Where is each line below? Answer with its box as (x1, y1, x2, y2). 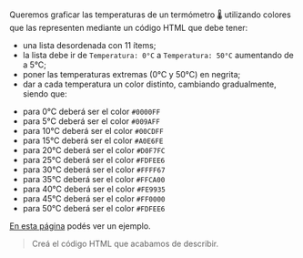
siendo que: (22, 88, 67, 99)
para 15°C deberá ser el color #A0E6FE (22, 135, 164, 146)
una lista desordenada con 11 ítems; (22, 40, 157, 50)
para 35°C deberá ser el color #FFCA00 (22, 174, 166, 184)
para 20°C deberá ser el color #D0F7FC (22, 145, 166, 155)
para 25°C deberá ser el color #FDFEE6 (22, 155, 166, 165)
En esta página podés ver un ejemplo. (9, 221, 152, 232)
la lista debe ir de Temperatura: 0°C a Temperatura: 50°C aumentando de (22, 50, 294, 60)
